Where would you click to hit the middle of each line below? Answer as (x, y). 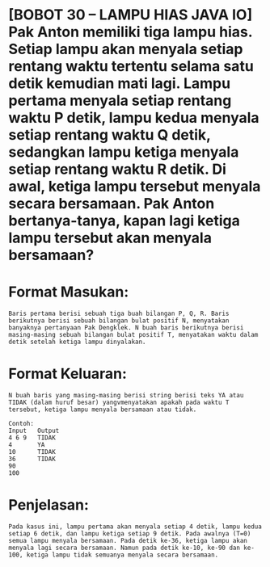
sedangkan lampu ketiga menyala (124, 152)
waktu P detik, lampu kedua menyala (134, 118)
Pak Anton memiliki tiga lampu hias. (131, 32)
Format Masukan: (69, 292)
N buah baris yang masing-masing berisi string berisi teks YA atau (126, 396)
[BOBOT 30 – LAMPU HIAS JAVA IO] (131, 15)
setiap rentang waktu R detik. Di (117, 169)
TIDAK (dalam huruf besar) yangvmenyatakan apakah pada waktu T (119, 403)
